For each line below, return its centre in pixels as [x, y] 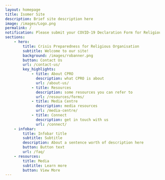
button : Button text [44, 147]
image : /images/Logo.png [30, 23]
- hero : [22, 42]
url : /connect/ [52, 124]
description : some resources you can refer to [84, 92]
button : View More [41, 170]
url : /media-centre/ [57, 111]
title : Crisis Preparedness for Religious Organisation [81, 46]
